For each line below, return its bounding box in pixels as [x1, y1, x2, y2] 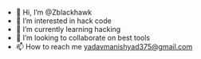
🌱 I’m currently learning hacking [15, 25, 121, 33]
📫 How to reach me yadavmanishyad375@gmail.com [15, 42, 193, 51]
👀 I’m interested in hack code [15, 16, 112, 26]
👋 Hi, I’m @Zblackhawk [15, 8, 93, 17]
